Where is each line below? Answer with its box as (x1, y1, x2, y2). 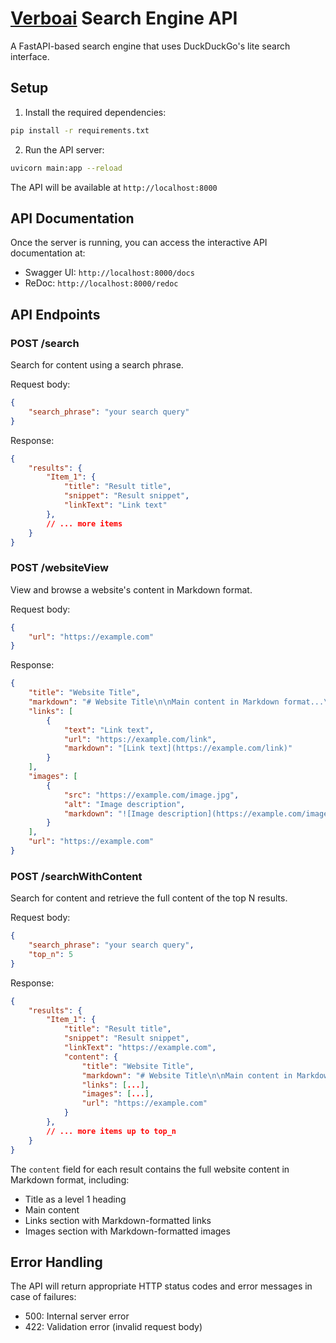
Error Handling (10, 1253, 103, 1271)
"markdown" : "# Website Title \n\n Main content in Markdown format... (28, 697, 325, 707)
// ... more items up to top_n (46, 1126, 177, 1136)
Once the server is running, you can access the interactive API (10, 237, 268, 249)
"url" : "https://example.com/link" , (63, 734, 217, 744)
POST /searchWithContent (10, 869, 143, 883)
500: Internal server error (24, 1310, 130, 1322)
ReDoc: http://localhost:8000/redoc (24, 277, 179, 289)
